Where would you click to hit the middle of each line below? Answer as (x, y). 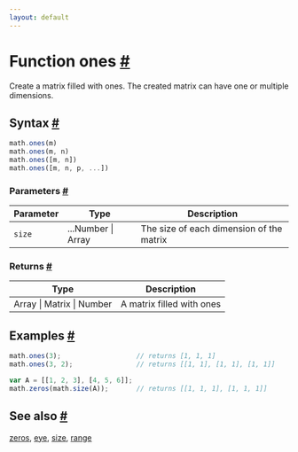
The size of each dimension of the (212, 229)
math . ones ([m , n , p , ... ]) (59, 168)
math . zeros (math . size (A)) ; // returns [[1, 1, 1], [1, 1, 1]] (138, 388)
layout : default (39, 17)
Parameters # (39, 191)
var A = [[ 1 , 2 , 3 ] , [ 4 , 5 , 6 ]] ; (71, 381)
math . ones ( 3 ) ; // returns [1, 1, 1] (113, 356)
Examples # (42, 335)
